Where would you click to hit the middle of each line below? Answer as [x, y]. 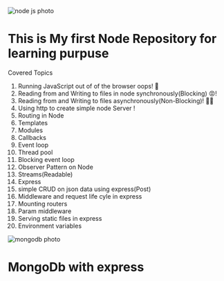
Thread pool [35, 152]
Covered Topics [30, 73]
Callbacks [32, 137]
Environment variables [50, 226]
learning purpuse [58, 54]
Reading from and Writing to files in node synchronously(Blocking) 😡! [117, 93]
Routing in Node [41, 115]
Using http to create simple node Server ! [76, 108]
